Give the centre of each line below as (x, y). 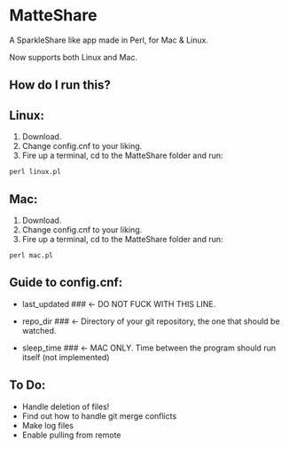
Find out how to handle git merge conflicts (99, 416)
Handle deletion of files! (66, 406)
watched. (39, 330)
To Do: (27, 386)
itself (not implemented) (66, 357)
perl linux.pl (35, 172)
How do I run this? (60, 85)
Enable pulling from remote (71, 435)
